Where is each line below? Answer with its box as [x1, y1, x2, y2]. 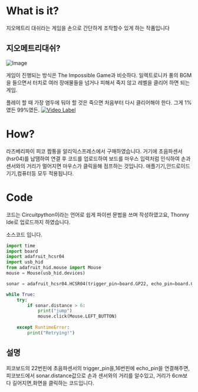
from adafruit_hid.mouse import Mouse [6, 264, 101, 271]
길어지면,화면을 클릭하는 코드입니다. [12, 379, 94, 386]
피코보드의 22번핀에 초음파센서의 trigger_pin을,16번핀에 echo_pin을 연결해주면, [6, 364, 190, 371]
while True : [6, 291, 35, 298]
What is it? [6, 4, 60, 18]
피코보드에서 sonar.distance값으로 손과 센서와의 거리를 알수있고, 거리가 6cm [6, 372, 183, 379]
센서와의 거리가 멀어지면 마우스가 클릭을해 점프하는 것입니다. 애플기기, [6, 162, 167, 169]
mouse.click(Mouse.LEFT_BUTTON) [37, 313, 117, 319]
